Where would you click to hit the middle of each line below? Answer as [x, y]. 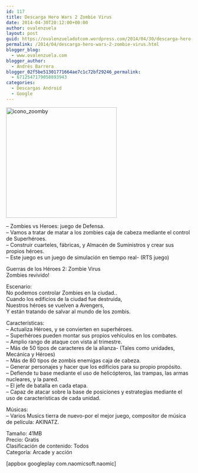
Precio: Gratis [23, 439]
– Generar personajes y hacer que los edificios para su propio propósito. [94, 366]
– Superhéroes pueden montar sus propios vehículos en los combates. [92, 335]
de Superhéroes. [27, 239]
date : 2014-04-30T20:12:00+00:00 [47, 22]
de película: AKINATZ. [33, 422]
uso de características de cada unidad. [53, 398]
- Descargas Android [37, 88]
